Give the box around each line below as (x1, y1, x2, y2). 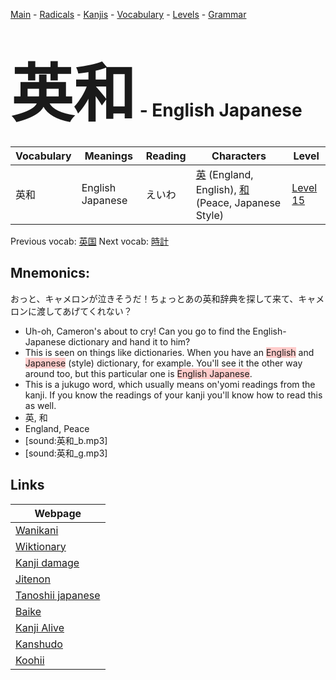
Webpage (34, 506, 82, 520)
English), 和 (195, 182, 250, 196)
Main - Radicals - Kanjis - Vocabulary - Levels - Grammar (10, 9, 247, 20)
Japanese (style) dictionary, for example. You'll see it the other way (24, 357, 303, 369)
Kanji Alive (15, 620, 65, 634)
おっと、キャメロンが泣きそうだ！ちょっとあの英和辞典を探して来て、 (10, 292, 299, 304)
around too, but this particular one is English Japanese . (24, 367, 253, 379)
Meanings (84, 149, 133, 163)
